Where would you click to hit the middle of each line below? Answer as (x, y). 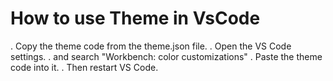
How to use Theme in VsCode (135, 18)
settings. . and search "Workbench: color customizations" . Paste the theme (166, 56)
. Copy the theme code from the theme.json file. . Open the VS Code (151, 46)
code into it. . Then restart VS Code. (84, 67)
